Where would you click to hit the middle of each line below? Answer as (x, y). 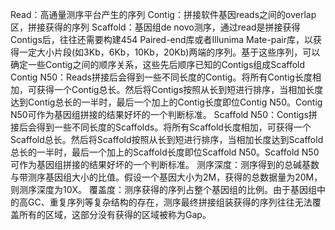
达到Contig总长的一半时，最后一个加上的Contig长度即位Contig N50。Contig (166, 102)
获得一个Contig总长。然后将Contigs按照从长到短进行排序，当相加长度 (180, 89)
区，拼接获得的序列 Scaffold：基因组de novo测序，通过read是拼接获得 (155, 27)
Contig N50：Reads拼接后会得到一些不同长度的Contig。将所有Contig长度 (161, 77)
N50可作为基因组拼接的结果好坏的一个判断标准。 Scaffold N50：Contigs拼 (164, 114)
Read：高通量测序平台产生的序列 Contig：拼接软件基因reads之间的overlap (163, 14)
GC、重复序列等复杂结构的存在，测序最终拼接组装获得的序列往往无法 (170, 202)
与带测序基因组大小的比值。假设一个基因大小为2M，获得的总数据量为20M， (166, 177)
